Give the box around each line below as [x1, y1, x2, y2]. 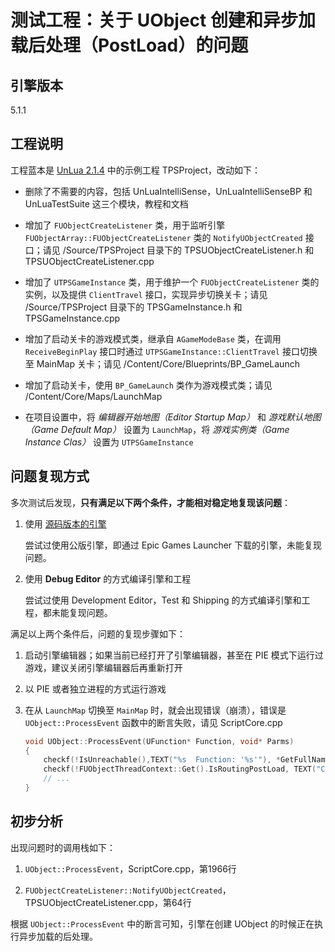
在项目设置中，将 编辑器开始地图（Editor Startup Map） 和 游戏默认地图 [24, 411, 322, 423]
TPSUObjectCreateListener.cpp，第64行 [24, 896, 192, 908]
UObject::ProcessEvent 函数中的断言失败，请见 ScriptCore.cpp [24, 716, 283, 728]
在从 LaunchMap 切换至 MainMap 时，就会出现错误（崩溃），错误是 [24, 704, 287, 716]
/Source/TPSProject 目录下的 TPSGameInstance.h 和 [24, 301, 243, 313]
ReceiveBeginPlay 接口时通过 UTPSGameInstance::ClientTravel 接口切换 [24, 345, 318, 357]
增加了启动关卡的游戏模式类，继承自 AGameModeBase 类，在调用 [24, 332, 282, 345]
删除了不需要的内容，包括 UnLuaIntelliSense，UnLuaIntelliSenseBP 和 [24, 185, 313, 197]
